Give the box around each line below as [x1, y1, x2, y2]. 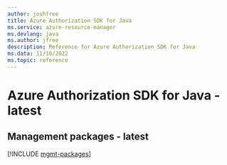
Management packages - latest [7, 131, 149, 143]
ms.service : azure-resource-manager [7, 23, 116, 31]
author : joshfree [7, 10, 59, 18]
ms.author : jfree [7, 37, 59, 44]
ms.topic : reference [7, 57, 69, 64]
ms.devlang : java [7, 30, 59, 38]
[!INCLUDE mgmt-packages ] [7, 149, 91, 158]
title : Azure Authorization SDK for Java [7, 17, 132, 24]
